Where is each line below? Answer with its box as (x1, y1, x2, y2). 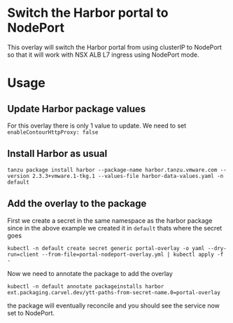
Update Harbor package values (7, 103, 146, 115)
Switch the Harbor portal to (7, 5, 169, 21)
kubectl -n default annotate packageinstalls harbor (7, 282, 164, 290)
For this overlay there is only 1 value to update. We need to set (7, 121, 187, 130)
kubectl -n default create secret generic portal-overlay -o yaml (7, 245, 205, 252)
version (7, 172, 30, 179)
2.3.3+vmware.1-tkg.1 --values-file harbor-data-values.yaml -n (32, 172, 224, 179)
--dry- (207, 245, 227, 252)
